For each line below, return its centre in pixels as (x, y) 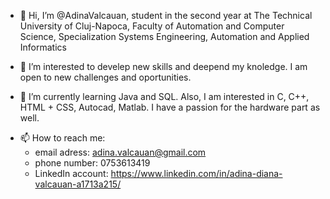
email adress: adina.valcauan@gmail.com (120, 152)
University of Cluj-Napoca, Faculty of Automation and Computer (152, 26)
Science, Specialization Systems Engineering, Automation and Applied (164, 36)
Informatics (43, 47)
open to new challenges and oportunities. (105, 77)
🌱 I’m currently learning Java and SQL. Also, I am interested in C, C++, (164, 96)
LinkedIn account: (71, 173)
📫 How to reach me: (62, 138)
